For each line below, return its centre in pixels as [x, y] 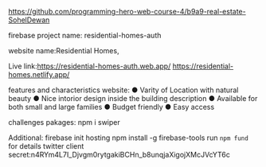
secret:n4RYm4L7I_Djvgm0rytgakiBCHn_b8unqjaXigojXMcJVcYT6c [119, 155]
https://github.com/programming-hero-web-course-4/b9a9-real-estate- [127, 12]
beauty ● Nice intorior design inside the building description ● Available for [133, 98]
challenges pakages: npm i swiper [65, 122]
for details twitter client [46, 146]
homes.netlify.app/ [39, 74]
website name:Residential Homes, [64, 50]
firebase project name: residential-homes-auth [85, 35]
